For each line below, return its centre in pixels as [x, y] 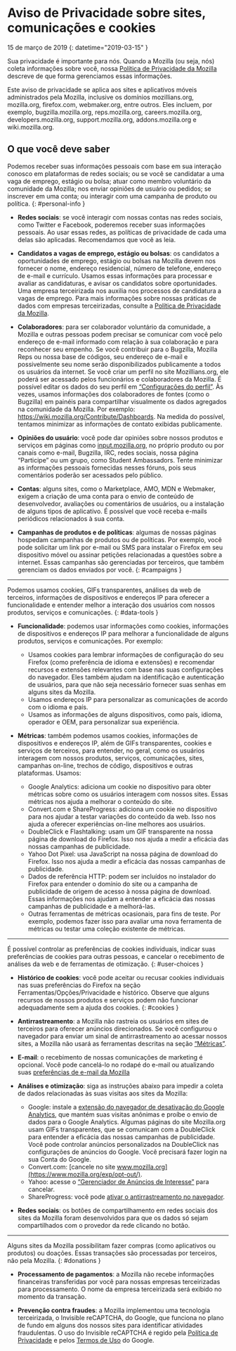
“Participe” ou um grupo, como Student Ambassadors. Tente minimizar [120, 460]
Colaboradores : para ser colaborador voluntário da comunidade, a [114, 327]
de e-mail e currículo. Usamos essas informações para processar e [115, 275]
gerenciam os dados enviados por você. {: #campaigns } [100, 570]
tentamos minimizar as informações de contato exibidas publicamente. [120, 424]
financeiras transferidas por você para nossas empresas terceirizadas [119, 1281]
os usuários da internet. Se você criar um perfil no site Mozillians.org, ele [123, 372]
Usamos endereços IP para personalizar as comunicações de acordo [128, 699]
